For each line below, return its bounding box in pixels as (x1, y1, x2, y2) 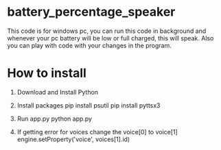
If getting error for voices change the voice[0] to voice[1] (16, 127, 178, 136)
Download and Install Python (16, 88, 98, 96)
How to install (7, 66, 87, 81)
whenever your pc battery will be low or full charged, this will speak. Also (7, 34, 214, 42)
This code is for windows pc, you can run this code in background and (7, 27, 207, 35)
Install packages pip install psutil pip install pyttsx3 (16, 101, 161, 110)
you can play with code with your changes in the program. (7, 41, 172, 49)
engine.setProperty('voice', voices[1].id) (16, 135, 130, 143)
